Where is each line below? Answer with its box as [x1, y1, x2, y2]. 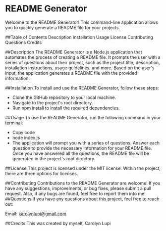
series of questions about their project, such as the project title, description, [5, 59, 160, 65]
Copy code [12, 129, 35, 135]
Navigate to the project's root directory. [12, 99, 93, 105]
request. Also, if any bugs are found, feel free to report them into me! [5, 190, 146, 196]
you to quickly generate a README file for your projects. [5, 24, 120, 30]
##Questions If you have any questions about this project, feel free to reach [5, 196, 160, 202]
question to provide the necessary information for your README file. [12, 145, 152, 151]
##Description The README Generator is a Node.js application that [5, 49, 142, 55]
